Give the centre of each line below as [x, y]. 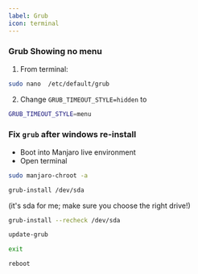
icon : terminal [34, 23]
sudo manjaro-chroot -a [48, 175]
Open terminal [43, 160]
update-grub [28, 235]
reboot [19, 264]
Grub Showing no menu [55, 52]
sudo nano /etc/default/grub [59, 84]
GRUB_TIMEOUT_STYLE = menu [50, 114]
